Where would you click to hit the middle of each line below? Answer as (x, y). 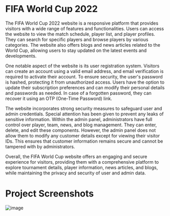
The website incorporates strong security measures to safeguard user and (84, 108)
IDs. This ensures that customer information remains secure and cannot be (84, 141)
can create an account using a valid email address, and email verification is (84, 71)
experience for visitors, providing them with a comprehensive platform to (82, 162)
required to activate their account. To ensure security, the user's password (84, 76)
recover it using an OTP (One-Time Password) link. (59, 99)
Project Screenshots (49, 194)
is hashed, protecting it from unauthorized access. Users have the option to (85, 82)
